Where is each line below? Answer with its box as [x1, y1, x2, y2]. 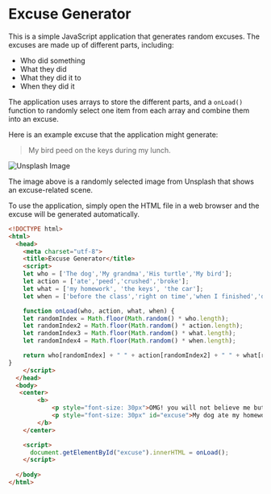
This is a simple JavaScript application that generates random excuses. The [8, 31, 261, 41]
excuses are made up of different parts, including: [8, 39, 174, 49]
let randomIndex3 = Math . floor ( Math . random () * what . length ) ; [23, 330, 236, 338]
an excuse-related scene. [8, 185, 94, 194]
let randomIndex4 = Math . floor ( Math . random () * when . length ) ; [23, 337, 236, 345]
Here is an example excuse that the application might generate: [8, 130, 219, 139]
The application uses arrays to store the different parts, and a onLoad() [8, 97, 244, 106]
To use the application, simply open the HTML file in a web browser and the [8, 201, 260, 210]
